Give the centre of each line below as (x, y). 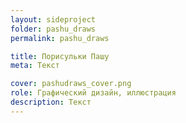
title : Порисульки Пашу (60, 56)
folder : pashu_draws (53, 29)
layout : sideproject (53, 19)
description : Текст (51, 102)
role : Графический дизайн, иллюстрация (93, 93)
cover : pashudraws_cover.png (71, 84)
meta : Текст (35, 66)
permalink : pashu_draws (60, 38)
